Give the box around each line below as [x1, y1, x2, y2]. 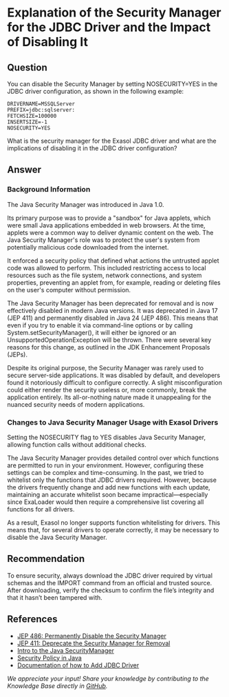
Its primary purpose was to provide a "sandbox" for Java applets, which [7, 214, 211, 222]
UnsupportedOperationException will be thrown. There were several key [7, 336, 212, 344]
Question [7, 61, 47, 73]
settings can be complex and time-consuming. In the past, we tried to [7, 468, 204, 476]
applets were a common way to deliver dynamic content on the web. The [7, 228, 214, 236]
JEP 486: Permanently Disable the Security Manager [17, 632, 166, 640]
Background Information [7, 185, 91, 194]
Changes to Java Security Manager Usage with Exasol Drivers [7, 417, 219, 427]
